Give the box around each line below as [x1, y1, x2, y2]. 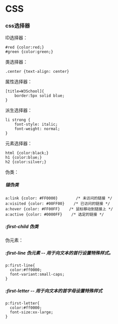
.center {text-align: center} [5, 69, 70, 74]
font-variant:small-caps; [10, 272, 65, 277]
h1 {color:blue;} [5, 155, 42, 160]
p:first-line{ [5, 263, 36, 268]
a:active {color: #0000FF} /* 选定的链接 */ [5, 212, 104, 217]
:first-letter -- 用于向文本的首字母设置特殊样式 [5, 287, 103, 293]
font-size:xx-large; [10, 310, 53, 315]
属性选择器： [5, 78, 32, 85]
